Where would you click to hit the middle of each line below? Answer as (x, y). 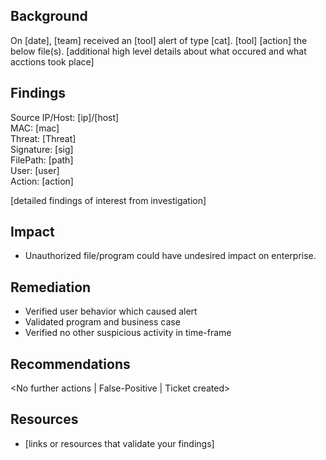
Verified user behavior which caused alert (111, 311)
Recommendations (70, 364)
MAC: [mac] (35, 128)
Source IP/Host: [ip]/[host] (65, 117)
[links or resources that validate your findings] (119, 443)
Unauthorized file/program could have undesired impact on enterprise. (170, 256)
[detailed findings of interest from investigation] (108, 200)
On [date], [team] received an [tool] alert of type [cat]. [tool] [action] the (159, 40)
